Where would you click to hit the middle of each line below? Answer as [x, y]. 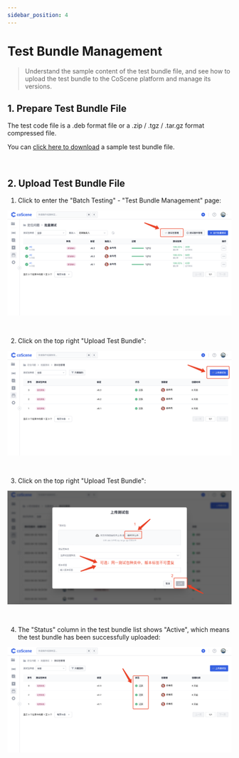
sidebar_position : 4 [38, 15]
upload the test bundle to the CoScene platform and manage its [118, 78]
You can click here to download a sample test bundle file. [91, 147]
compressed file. [32, 133]
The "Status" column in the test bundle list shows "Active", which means [123, 629]
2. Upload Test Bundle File [67, 183]
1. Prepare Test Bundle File [67, 108]
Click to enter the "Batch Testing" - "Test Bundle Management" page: [119, 200]
